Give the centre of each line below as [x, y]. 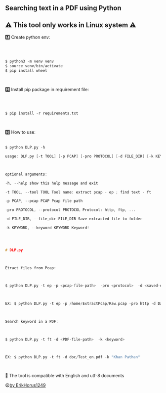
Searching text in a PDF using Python [63, 8]
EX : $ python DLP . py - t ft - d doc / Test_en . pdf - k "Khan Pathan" [73, 357]
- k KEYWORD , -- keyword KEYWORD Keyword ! [47, 228]
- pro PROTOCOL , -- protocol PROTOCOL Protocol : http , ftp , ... [70, 210]
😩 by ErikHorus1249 [25, 385]
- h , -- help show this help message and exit [52, 183]
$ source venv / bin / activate [34, 66]
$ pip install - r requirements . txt [42, 113]
